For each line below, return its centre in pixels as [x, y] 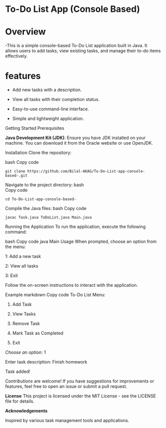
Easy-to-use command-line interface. [51, 109]
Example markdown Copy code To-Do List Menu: [55, 295]
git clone [15, 171]
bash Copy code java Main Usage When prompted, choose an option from [81, 242]
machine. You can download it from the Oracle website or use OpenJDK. [79, 143]
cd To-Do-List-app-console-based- [41, 199]
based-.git [16, 176]
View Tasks [24, 314]
